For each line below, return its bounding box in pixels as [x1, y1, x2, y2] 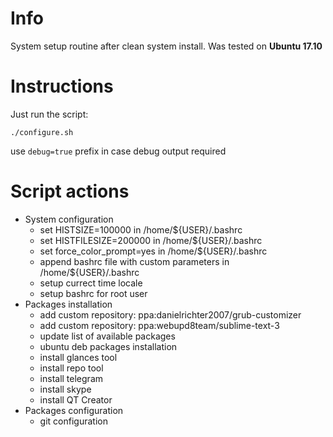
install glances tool [39, 351, 118, 363]
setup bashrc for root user [39, 287, 148, 299]
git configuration [39, 415, 108, 427]
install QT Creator [39, 393, 113, 406]
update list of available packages [39, 330, 176, 342]
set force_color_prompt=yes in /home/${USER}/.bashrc [39, 245, 268, 257]
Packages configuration [24, 404, 124, 416]
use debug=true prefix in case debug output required [10, 145, 227, 157]
